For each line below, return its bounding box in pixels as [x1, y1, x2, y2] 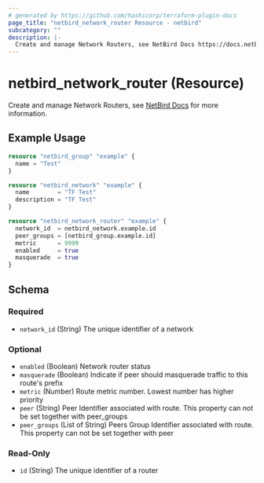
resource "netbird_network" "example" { [8, 181, 143, 189]
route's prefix [19, 379, 64, 388]
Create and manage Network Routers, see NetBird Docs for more [8, 101, 218, 110]
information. [8, 109, 48, 119]
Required [8, 306, 44, 317]
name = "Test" [15, 159, 61, 167]
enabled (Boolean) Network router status [19, 362, 151, 371]
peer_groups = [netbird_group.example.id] [15, 232, 156, 240]
